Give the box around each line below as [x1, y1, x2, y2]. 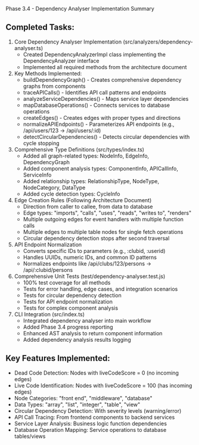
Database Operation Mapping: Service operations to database [14, 426, 167, 433]
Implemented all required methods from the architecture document [23, 63, 187, 70]
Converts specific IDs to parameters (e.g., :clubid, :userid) [23, 247, 166, 254]
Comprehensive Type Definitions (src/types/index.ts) [14, 146, 144, 153]
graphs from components [23, 82, 86, 89]
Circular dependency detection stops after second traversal [23, 234, 170, 242]
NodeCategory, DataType [23, 184, 86, 191]
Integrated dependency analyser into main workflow [23, 317, 151, 324]
